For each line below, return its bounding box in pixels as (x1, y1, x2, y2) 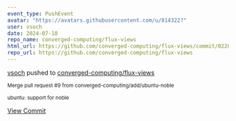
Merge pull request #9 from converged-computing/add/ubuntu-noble (7, 82, 174, 89)
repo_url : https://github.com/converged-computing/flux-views (7, 50, 193, 57)
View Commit (7, 106, 46, 115)
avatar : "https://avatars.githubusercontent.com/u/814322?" (7, 17, 188, 24)
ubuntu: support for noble (7, 94, 70, 101)
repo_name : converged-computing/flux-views (7, 36, 137, 43)
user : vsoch (7, 23, 42, 30)
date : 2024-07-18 (7, 29, 58, 37)
